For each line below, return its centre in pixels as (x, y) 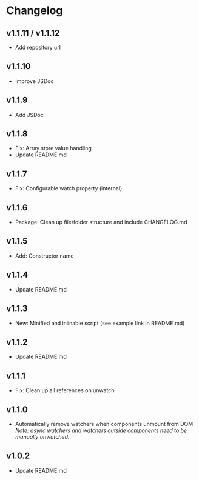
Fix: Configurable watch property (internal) (69, 188)
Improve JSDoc (34, 81)
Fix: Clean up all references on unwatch (65, 390)
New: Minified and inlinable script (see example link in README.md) (100, 323)
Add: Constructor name (44, 256)
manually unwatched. (42, 436)
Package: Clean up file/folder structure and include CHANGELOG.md (101, 222)
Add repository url (38, 47)
